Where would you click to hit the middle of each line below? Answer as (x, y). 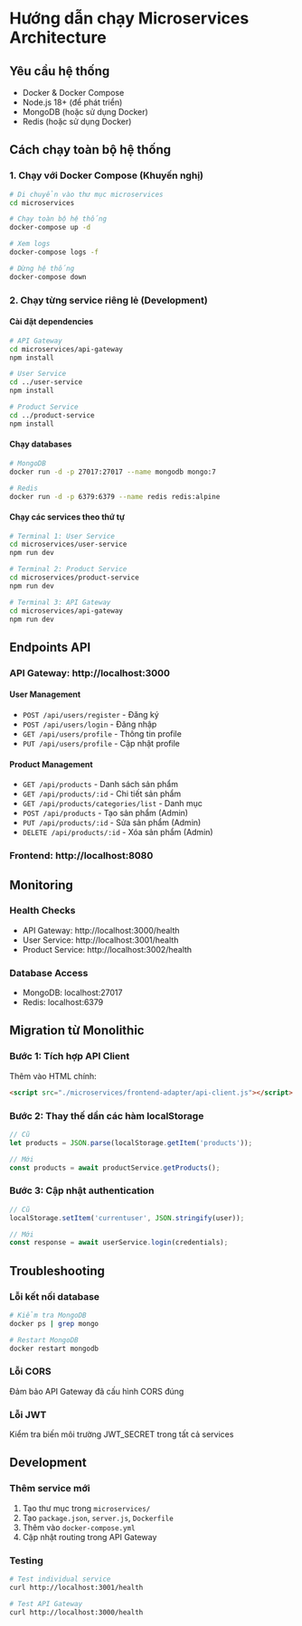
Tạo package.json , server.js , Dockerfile (98, 1518)
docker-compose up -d (50, 228)
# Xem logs (30, 244)
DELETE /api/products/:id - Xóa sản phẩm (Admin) (118, 832)
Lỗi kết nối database (55, 1296)
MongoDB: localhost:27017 (72, 992)
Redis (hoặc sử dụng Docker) (77, 122)
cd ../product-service (52, 415)
